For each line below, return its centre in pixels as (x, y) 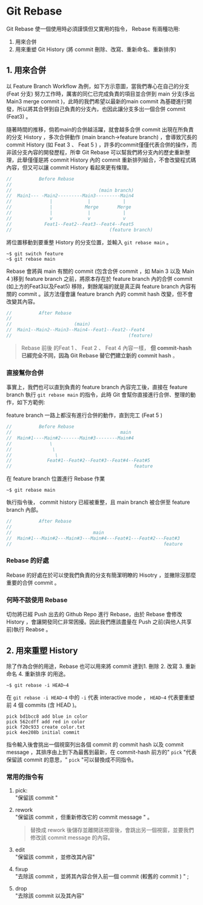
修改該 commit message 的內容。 (72, 838)
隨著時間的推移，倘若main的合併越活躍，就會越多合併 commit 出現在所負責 (100, 129)
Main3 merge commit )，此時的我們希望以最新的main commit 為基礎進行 (96, 101)
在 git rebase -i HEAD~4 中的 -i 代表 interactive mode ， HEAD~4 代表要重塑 (101, 697)
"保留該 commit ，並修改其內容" (55, 857)
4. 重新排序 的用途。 (43, 673)
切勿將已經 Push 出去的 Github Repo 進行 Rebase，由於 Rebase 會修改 (95, 614)
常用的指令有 (25, 777)
